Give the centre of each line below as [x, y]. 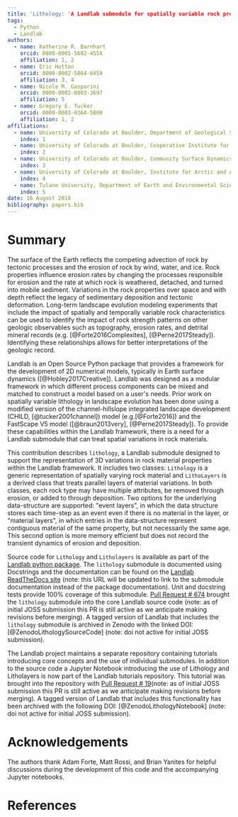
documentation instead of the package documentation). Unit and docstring [117, 587]
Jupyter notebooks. [36, 777]
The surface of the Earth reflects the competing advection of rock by [108, 259]
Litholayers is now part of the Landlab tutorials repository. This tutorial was [116, 676]
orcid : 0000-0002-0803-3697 [61, 93]
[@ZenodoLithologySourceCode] [56, 632]
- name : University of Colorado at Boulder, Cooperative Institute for [122, 146]
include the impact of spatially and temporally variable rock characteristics [116, 312]
